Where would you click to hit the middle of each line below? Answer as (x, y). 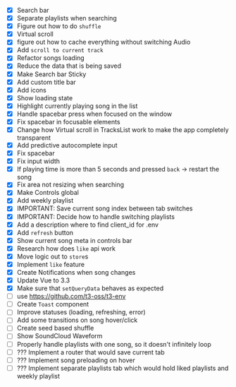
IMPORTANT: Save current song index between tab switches (105, 208)
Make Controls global (48, 193)
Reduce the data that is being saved (69, 66)
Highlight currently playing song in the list (77, 106)
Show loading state (45, 97)
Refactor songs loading (51, 58)
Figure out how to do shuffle (59, 26)
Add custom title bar (46, 82)
